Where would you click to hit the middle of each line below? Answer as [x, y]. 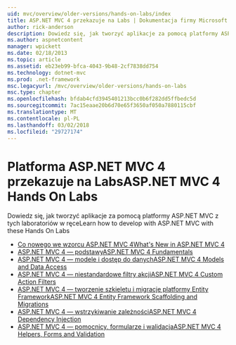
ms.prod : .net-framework [44, 79]
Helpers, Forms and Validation [61, 334]
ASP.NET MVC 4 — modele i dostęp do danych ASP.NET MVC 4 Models [121, 259]
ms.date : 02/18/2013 [38, 54]
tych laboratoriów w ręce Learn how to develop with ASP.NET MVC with [111, 223]
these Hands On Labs [39, 231]
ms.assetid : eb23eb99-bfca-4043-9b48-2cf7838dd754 [83, 66]
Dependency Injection [49, 319]
